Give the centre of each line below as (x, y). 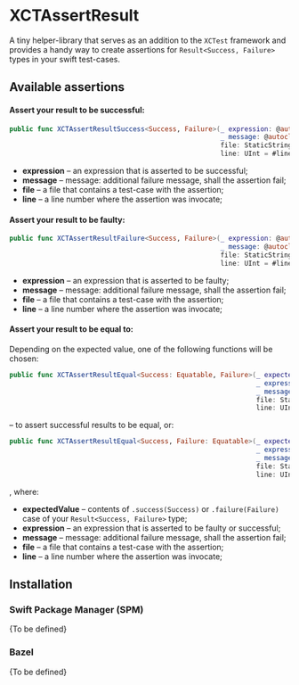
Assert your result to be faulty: (67, 219)
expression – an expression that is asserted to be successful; (135, 171)
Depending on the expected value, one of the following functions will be (141, 349)
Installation (41, 585)
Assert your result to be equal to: (71, 329)
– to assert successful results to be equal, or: (92, 425)
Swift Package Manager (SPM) (77, 610)
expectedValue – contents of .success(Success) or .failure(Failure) (150, 508)
